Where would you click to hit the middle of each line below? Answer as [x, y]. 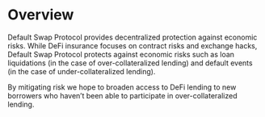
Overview [41, 15]
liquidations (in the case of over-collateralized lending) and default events [130, 63]
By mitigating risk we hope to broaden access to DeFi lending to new [122, 87]
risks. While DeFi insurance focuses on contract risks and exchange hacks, [132, 45]
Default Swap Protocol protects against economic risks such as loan [121, 54]
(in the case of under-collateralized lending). [82, 71]
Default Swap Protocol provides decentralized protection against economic [132, 37]
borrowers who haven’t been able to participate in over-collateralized [122, 95]
